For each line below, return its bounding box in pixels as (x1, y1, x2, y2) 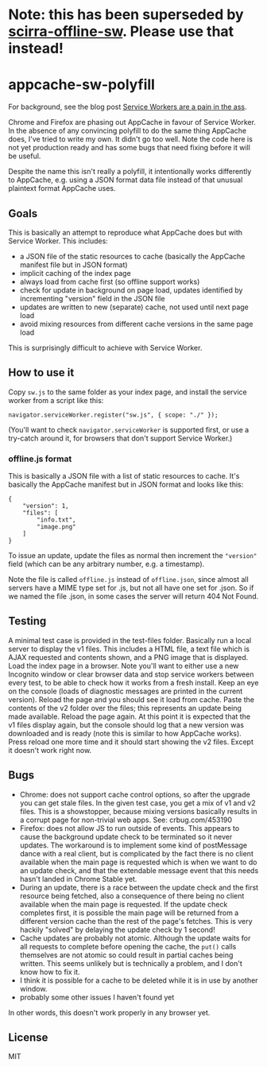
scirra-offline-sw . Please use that (8, 22, 234, 41)
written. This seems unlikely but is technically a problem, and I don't (19, 958, 242, 968)
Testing (8, 615, 47, 628)
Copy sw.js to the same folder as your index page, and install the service (8, 387, 248, 397)
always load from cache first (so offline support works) (19, 277, 200, 286)
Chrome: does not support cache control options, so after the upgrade (19, 790, 250, 799)
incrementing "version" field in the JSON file (19, 293, 165, 303)
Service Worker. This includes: (8, 236, 109, 246)
